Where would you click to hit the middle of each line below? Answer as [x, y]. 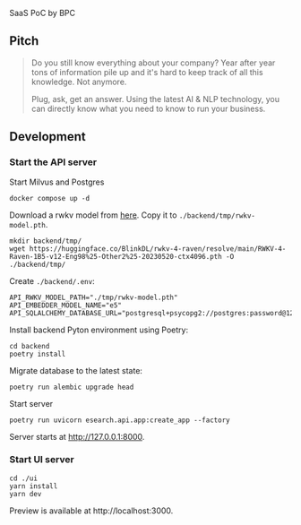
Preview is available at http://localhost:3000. [91, 511]
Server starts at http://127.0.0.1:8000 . [77, 436]
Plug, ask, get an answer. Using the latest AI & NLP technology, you [155, 99]
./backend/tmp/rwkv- [217, 215]
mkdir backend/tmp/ [46, 241]
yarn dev [26, 494]
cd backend [30, 346]
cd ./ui [24, 478]
